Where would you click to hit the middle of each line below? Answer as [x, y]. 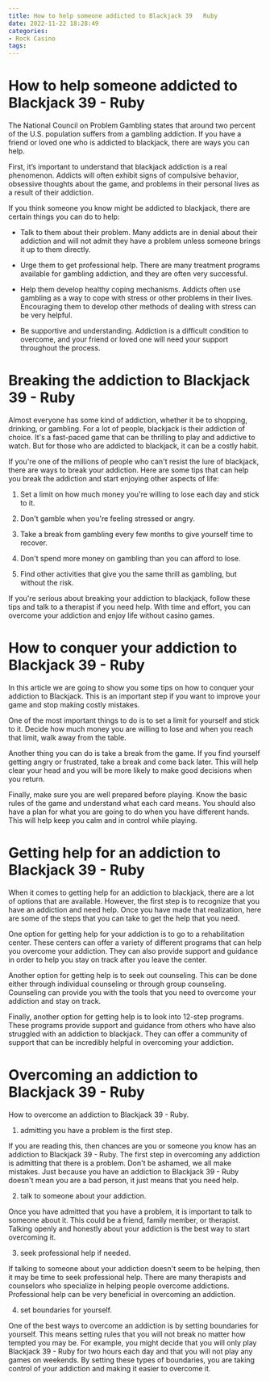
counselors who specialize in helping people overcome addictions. [119, 1286]
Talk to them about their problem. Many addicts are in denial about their [139, 233]
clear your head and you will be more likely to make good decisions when [130, 770]
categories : [28, 31]
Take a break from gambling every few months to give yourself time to [137, 534]
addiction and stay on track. [55, 1001]
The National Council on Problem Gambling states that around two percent [132, 125]
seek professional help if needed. [75, 1253]
